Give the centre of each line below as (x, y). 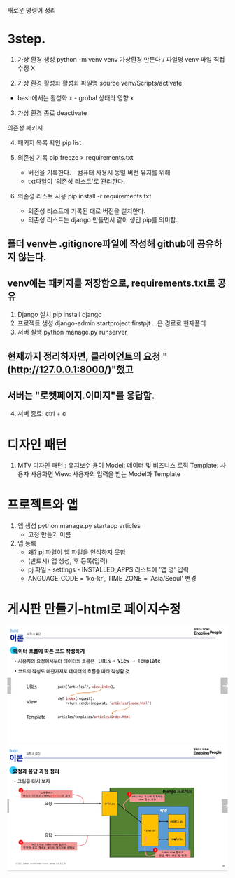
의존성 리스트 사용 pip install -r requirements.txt (84, 196)
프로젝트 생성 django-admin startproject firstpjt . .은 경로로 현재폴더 (112, 323)
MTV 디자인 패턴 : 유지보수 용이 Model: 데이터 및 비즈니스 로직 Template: (118, 466)
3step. (27, 39)
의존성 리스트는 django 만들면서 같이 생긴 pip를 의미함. (103, 219)
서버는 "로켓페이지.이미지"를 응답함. (81, 395)
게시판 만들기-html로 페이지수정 (94, 609)
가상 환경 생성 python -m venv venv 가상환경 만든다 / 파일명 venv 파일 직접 (121, 59)
